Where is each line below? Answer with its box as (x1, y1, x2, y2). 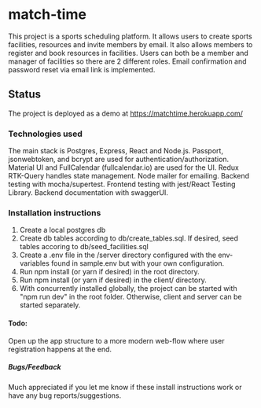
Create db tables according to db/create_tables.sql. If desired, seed (19, 233, 238, 243)
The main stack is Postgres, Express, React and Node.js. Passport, (8, 146, 224, 156)
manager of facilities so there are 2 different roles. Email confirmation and (8, 57, 247, 66)
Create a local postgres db (19, 226, 106, 235)
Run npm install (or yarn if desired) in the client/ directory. (19, 275, 207, 285)
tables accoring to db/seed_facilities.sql (19, 242, 149, 252)
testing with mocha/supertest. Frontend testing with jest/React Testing (8, 179, 236, 189)
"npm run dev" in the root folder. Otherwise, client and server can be (19, 292, 242, 302)
